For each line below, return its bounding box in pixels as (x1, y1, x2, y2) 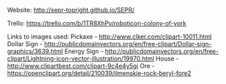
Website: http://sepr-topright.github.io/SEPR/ (7, 6, 135, 14)
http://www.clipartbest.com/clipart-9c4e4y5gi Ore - (7, 62, 155, 70)
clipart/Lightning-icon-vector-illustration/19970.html (7, 54, 155, 63)
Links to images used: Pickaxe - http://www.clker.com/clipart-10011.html (7, 32, 212, 41)
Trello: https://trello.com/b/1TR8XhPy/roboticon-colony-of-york (7, 19, 187, 27)
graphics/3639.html (7, 48, 63, 55)
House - (156, 54, 179, 63)
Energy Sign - (64, 48, 104, 55)
